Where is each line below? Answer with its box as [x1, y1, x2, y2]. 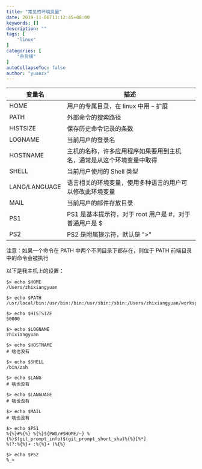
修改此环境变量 [73, 187, 115, 196]
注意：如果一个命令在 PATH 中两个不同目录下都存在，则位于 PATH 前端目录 [6, 247, 192, 254]
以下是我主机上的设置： [6, 267, 64, 274]
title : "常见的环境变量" [6, 8, 62, 15]
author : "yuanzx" [6, 70, 50, 76]
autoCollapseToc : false [6, 64, 66, 71]
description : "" [6, 25, 47, 32]
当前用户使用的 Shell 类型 [67, 168, 138, 176]
